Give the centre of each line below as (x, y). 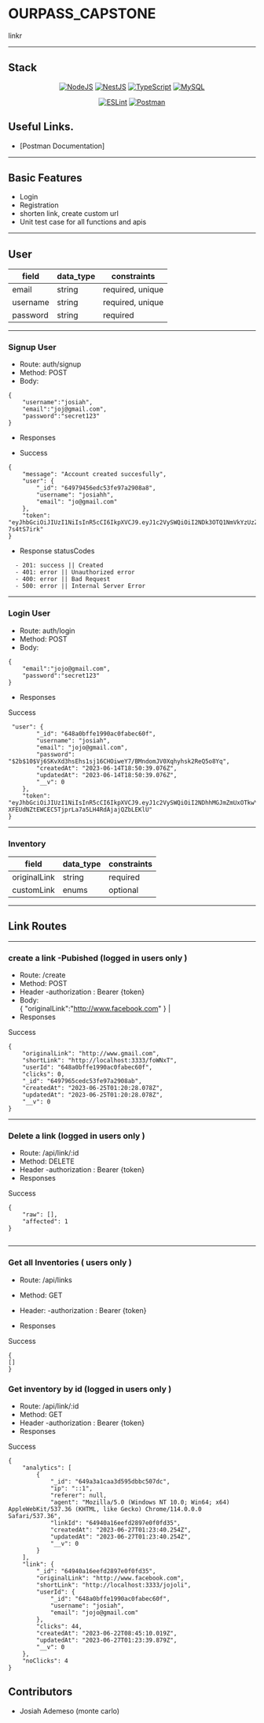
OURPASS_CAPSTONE (82, 14)
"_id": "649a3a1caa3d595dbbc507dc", (110, 1482)
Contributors (40, 1692)
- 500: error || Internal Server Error (81, 586)
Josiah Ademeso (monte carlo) (70, 1710)
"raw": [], (40, 1215)
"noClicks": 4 (45, 1661)
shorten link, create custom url (69, 214)
